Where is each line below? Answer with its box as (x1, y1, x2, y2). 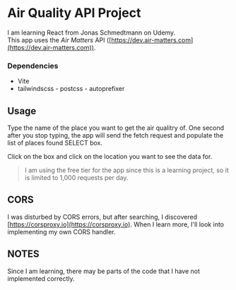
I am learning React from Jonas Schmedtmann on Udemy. (7, 28, 176, 37)
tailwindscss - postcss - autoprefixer (17, 85, 125, 93)
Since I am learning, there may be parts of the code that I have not (7, 267, 200, 275)
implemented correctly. (7, 274, 75, 283)
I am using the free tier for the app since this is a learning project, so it (24, 166, 230, 174)
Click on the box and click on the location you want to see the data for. (7, 152, 213, 161)
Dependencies (7, 61, 59, 71)
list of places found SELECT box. (7, 139, 102, 147)
